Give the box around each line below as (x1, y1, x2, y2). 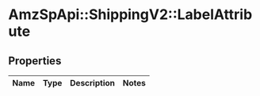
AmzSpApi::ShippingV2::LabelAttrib (8, 6, 253, 24)
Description (70, 78, 115, 88)
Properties (8, 54, 62, 67)
